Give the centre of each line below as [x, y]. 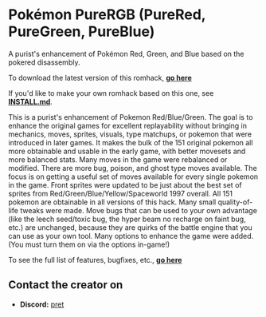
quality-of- [235, 202]
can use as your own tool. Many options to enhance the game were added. [131, 236]
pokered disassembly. [44, 62]
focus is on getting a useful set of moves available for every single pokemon [133, 176]
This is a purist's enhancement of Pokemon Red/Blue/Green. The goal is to [131, 117]
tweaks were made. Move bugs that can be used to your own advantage [138, 210]
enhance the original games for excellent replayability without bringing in [128, 125]
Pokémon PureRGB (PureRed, [107, 15]
